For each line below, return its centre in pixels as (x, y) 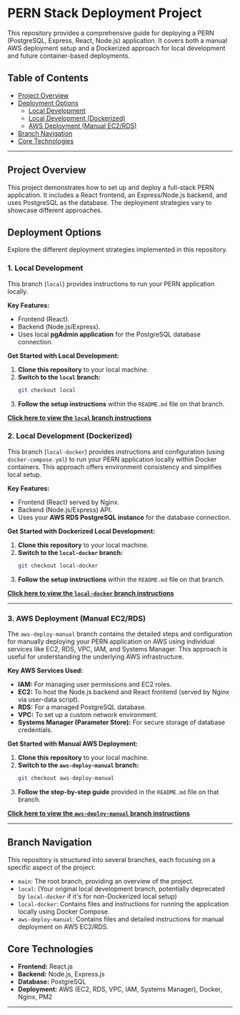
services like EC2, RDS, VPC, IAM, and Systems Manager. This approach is (117, 649)
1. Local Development (45, 268)
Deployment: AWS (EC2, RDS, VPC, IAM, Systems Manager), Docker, (120, 989)
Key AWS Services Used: (45, 671)
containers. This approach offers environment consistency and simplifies (115, 466)
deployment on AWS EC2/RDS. (63, 926)
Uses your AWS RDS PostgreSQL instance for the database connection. (124, 517)
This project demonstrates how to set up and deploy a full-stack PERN (111, 187)
